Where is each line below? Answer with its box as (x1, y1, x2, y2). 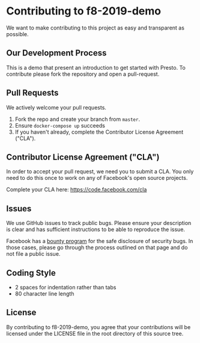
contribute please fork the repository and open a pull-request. (6, 70, 160, 78)
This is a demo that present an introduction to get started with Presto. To (6, 64, 186, 71)
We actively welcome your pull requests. (6, 104, 107, 111)
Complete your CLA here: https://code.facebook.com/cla (6, 186, 147, 193)
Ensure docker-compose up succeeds (14, 122, 105, 129)
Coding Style (6, 268, 56, 278)
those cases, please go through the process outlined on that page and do (6, 244, 188, 251)
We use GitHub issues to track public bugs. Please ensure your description (6, 220, 192, 227)
